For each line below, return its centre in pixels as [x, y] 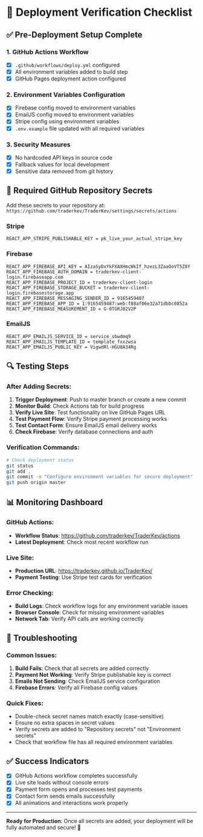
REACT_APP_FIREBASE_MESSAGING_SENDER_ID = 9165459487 [76, 298]
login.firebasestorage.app [40, 293]
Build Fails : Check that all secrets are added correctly [82, 668]
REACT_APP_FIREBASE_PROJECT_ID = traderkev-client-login [79, 282]
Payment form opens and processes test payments [79, 789]
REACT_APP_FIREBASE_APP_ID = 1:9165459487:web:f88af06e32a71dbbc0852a [97, 304]
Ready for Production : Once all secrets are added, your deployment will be [100, 821]
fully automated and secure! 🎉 [44, 827]
